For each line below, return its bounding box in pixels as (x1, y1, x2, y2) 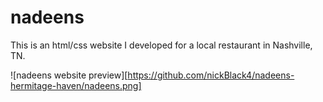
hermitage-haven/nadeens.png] (10, 79, 142, 91)
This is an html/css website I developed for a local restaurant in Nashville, (10, 39, 313, 51)
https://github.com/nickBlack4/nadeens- (127, 69, 295, 81)
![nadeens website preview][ (10, 69, 128, 81)
